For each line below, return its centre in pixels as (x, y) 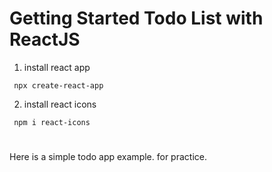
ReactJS (45, 39)
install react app (57, 67)
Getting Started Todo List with (136, 18)
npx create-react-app (58, 85)
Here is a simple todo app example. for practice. (108, 157)
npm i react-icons (52, 122)
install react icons (60, 104)
